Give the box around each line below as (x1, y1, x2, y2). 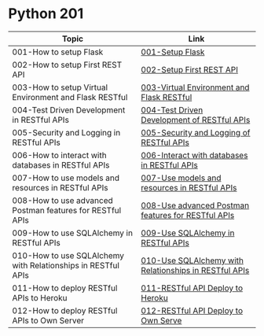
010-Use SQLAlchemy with (141, 255, 244, 266)
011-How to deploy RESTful (12, 282, 118, 294)
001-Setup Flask (141, 46, 205, 57)
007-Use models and (141, 172, 222, 183)
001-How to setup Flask (12, 46, 104, 57)
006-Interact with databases (141, 150, 248, 161)
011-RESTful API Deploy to (141, 282, 244, 294)
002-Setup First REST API (141, 64, 238, 75)
